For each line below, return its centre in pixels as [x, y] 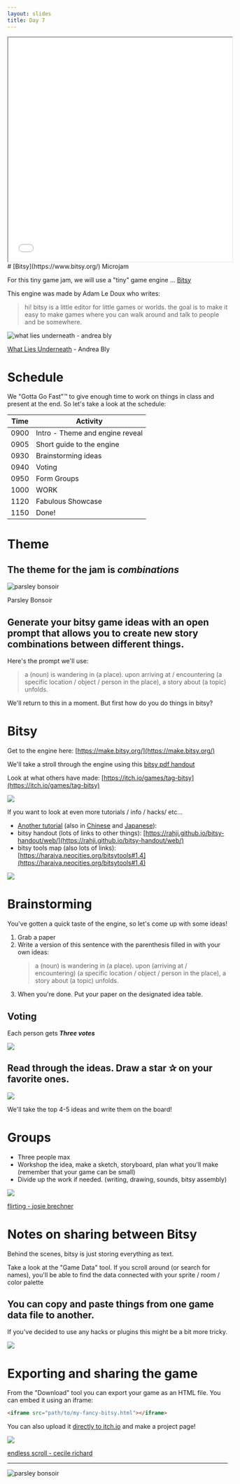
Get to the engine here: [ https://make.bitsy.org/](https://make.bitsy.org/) [111, 751]
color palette [26, 1282]
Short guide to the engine [78, 444]
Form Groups [57, 479]
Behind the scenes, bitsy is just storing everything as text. [91, 1253]
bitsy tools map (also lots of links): [67, 848]
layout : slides [29, 14]
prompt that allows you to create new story [103, 633]
